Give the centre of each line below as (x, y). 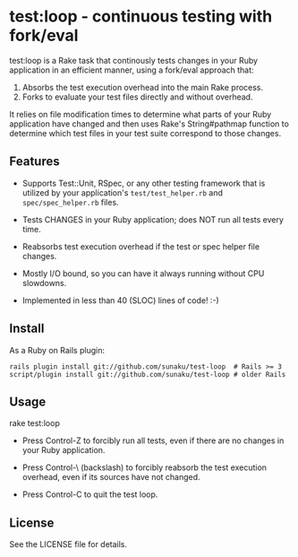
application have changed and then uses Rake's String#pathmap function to (149, 124)
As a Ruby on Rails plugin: (57, 350)
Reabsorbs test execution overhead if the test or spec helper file (141, 246)
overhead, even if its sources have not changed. (111, 477)
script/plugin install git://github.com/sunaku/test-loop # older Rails (148, 374)
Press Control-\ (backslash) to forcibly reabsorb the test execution (144, 467)
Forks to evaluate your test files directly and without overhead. (137, 97)
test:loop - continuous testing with (141, 17)
